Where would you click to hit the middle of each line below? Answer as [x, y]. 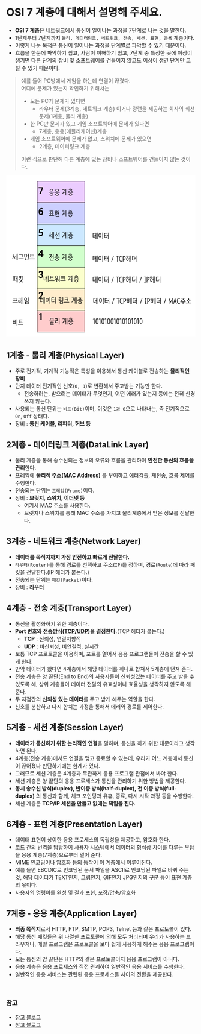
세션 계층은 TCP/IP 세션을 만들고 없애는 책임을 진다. [75, 803]
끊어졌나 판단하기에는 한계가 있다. [61, 766]
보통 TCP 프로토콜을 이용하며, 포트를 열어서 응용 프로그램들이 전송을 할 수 [101, 654]
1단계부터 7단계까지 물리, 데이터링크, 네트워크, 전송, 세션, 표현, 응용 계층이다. [105, 37]
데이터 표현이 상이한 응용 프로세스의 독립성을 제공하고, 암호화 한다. [92, 840]
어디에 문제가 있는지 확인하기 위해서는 [65, 88]
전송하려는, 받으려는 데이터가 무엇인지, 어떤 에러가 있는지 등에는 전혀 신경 [109, 394]
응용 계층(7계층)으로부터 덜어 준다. [61, 855]
